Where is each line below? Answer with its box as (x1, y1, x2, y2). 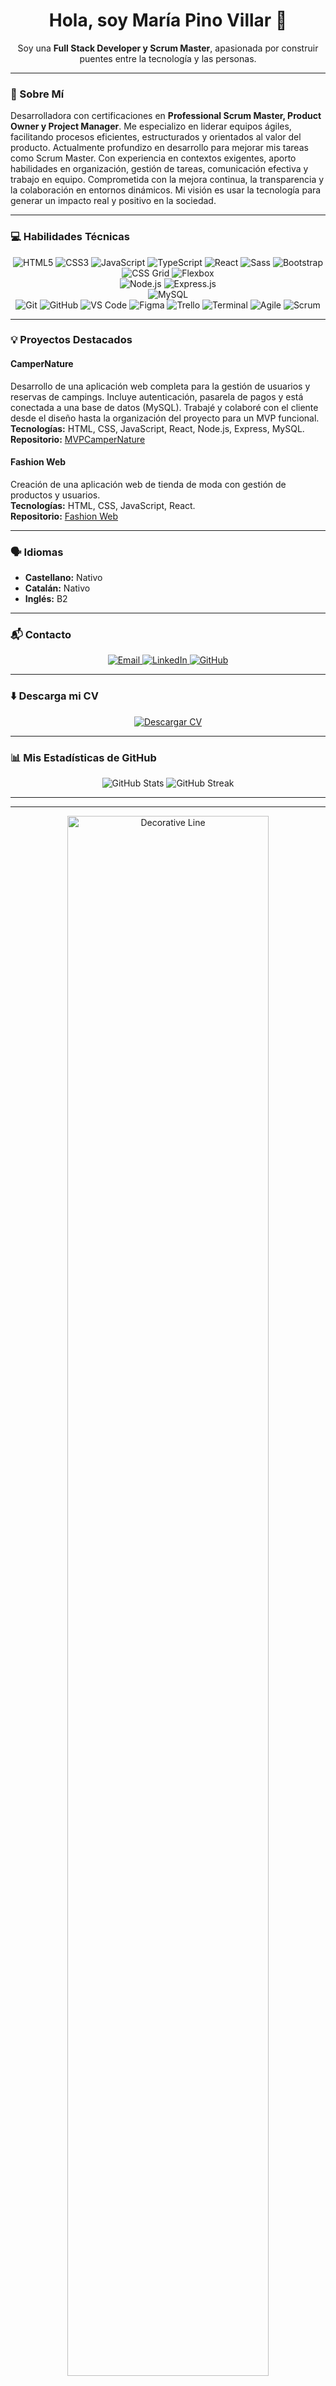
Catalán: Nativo (24, 582, 91, 594)
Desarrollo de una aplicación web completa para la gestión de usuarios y (10, 380, 311, 392)
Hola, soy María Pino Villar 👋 (48, 9, 288, 32)
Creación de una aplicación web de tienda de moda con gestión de (10, 478, 287, 490)
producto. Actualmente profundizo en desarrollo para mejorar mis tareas (10, 142, 309, 154)
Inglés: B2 (24, 593, 68, 605)
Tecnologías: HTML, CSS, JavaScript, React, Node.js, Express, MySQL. (10, 422, 305, 434)
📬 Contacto (10, 628, 72, 642)
